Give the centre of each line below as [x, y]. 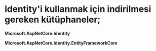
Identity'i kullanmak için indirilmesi [78, 9]
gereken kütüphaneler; [53, 20]
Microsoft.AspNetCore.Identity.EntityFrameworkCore [61, 43]
